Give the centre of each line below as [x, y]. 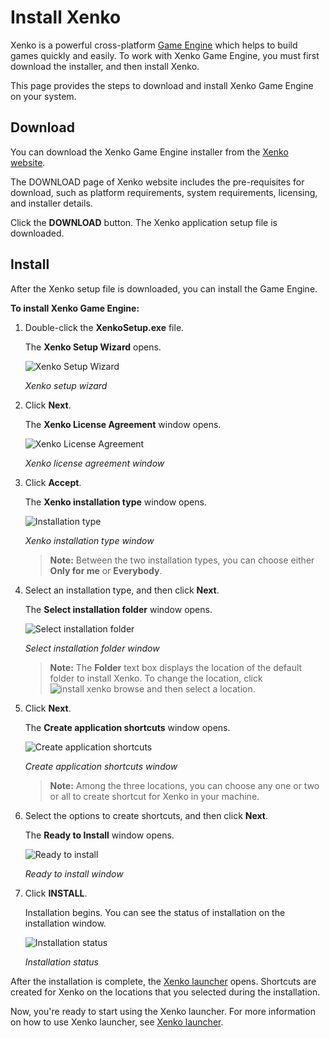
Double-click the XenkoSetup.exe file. [104, 327]
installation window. [65, 923]
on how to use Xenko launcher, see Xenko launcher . [117, 1022]
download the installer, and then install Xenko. [105, 66]
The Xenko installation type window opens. [115, 502]
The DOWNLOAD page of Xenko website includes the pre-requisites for [157, 182]
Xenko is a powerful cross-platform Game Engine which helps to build [154, 45]
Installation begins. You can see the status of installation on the [155, 912]
